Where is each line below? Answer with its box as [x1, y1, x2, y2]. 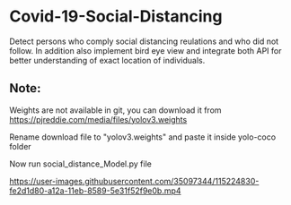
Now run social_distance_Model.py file [9, 158, 153, 169]
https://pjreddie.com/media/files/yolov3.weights [9, 114, 188, 124]
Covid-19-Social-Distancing [9, 6, 223, 27]
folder [9, 141, 31, 151]
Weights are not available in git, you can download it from [9, 105, 222, 115]
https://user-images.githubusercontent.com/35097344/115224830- [9, 175, 260, 186]
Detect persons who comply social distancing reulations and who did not [9, 36, 279, 47]
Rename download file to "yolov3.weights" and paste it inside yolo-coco [9, 132, 277, 142]
